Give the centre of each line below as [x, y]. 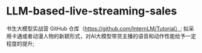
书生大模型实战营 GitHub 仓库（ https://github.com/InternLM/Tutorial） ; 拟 [97, 28]
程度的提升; [21, 43]
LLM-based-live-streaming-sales [92, 11]
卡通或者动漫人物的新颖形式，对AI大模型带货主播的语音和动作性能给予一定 [104, 36]
